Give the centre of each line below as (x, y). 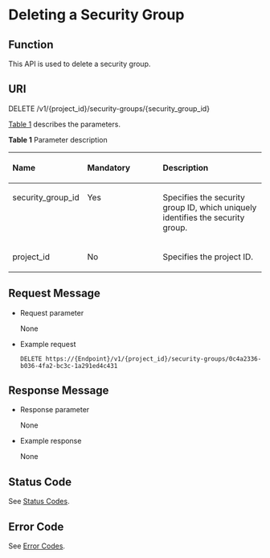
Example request (48, 344)
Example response (51, 441)
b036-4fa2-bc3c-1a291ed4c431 (69, 366)
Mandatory (109, 167)
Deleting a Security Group (96, 15)
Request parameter (52, 312)
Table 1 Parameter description (58, 139)
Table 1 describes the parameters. (64, 124)
